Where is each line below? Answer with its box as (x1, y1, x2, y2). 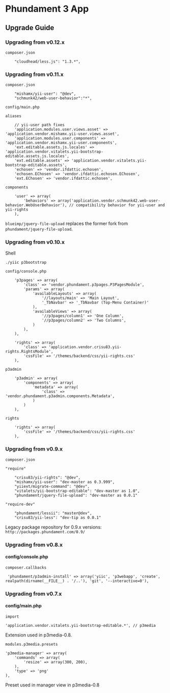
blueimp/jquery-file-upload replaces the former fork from (5, 220, 128, 227)
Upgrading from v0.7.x (5, 590, 62, 597)
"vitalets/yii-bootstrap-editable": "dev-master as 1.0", (14, 488, 140, 493)
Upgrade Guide (5, 23, 54, 32)
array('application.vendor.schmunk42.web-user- (58, 198, 160, 204)
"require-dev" (5, 502, 36, 507)
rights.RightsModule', (5, 349, 53, 354)
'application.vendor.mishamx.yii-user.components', (5, 141, 117, 146)
